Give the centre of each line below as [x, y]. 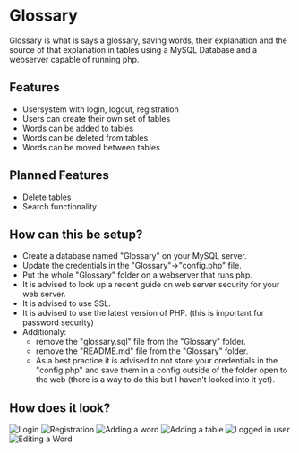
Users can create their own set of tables [96, 118]
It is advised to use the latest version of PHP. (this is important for [143, 313]
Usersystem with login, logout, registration [100, 109]
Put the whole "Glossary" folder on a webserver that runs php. [137, 275]
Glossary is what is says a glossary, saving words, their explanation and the [149, 40]
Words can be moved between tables [91, 147]
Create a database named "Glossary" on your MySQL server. [135, 256]
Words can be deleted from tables [85, 137]
